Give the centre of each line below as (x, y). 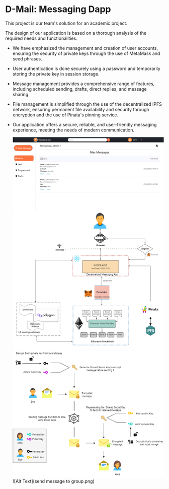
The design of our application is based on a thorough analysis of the (76, 33)
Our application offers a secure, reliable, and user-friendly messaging (84, 124)
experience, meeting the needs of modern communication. (73, 130)
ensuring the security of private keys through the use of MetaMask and (86, 53)
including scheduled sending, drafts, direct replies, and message (79, 89)
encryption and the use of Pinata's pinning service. (65, 115)
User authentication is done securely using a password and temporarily (87, 68)
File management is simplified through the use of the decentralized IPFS (87, 104)
